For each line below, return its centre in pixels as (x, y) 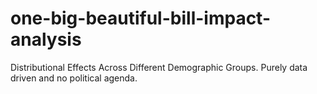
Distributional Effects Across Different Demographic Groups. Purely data (159, 67)
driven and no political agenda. (74, 78)
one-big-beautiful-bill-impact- (140, 18)
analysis (46, 39)
